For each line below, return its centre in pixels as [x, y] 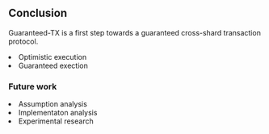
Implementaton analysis [58, 113]
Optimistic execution [53, 57]
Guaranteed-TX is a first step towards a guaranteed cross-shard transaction [134, 32]
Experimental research [57, 121]
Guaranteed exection [54, 65]
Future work [33, 86]
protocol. [23, 41]
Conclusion [38, 13]
